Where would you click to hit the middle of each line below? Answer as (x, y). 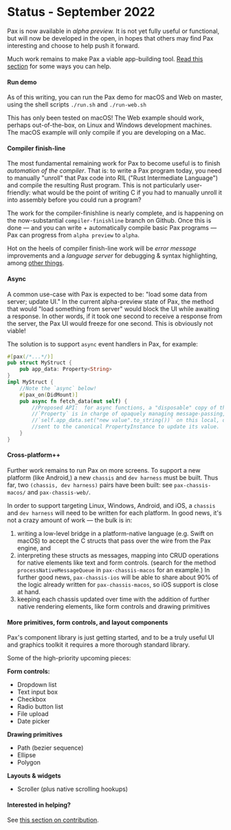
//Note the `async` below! (58, 388)
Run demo (22, 82)
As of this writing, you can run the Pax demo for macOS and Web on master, (115, 98)
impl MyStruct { (30, 382)
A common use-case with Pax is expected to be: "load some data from (107, 294)
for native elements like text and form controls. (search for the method (117, 563)
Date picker (33, 721)
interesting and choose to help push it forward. (73, 45)
